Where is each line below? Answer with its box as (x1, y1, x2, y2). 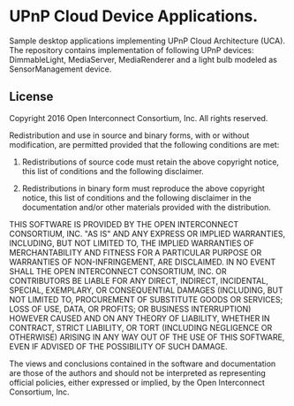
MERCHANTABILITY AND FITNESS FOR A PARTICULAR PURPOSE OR (9, 247, 262, 257)
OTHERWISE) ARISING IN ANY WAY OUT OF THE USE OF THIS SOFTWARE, (9, 332, 285, 342)
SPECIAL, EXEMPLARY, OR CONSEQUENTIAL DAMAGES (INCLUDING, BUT (9, 285, 284, 295)
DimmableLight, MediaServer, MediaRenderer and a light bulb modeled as (9, 54, 278, 65)
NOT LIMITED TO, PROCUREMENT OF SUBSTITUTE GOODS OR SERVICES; (9, 294, 283, 304)
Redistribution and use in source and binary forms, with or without (9, 130, 250, 141)
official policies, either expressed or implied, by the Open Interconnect (9, 377, 265, 387)
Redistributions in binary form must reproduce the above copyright (21, 183, 265, 194)
